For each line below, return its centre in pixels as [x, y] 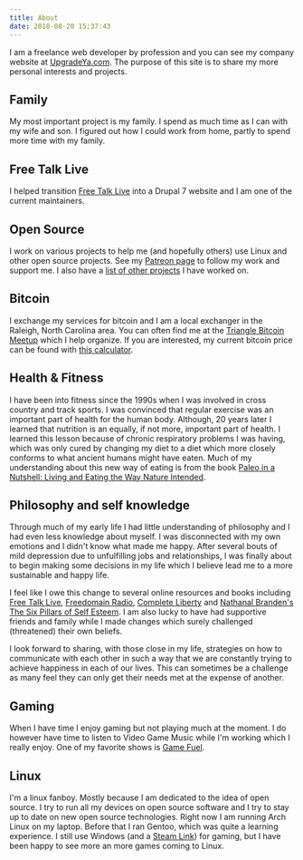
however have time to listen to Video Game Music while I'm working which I [150, 738]
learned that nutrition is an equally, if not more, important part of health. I [145, 429]
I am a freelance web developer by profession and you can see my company [152, 52]
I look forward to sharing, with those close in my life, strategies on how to [146, 649]
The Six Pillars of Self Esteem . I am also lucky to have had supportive [138, 612]
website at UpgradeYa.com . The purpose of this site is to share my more [144, 62]
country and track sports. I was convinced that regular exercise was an [142, 410]
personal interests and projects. [68, 71]
